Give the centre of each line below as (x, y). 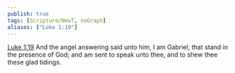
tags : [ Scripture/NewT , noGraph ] (57, 21)
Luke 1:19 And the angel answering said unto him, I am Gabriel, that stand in (118, 47)
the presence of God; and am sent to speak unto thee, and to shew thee (113, 55)
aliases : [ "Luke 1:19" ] (43, 27)
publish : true (28, 14)
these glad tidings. (34, 62)
